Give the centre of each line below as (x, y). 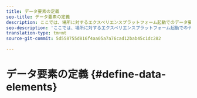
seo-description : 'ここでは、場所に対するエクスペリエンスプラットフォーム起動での (97, 28)
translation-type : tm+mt (36, 33)
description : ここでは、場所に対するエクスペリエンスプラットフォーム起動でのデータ (97, 22)
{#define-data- (128, 74)
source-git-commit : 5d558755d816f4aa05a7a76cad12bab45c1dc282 (84, 38)
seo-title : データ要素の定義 (38, 17)
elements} (32, 87)
